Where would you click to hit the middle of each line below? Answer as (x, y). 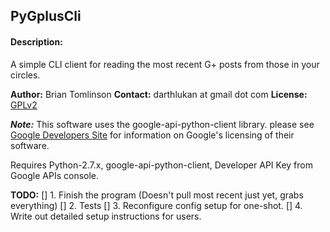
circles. (25, 75)
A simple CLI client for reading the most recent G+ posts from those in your (165, 64)
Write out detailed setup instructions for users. (106, 216)
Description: (36, 41)
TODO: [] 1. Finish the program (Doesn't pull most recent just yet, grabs (157, 195)
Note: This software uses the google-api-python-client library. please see (162, 124)
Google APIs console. (55, 175)
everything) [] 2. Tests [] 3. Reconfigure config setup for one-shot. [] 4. (156, 205)
